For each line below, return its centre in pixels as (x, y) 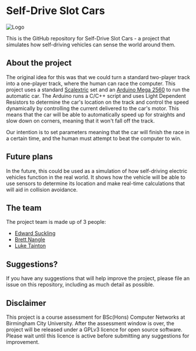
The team (24, 208)
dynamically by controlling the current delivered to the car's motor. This (92, 108)
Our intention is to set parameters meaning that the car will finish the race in (98, 132)
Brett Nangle (30, 240)
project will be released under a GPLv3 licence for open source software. (94, 330)
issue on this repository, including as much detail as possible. (80, 285)
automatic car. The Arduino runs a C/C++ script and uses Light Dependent (96, 96)
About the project (39, 63)
